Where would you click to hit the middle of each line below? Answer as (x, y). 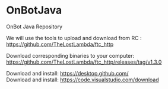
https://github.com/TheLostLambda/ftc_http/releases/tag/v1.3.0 (84, 62)
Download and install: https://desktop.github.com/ (67, 73)
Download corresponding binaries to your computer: (70, 55)
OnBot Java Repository (34, 27)
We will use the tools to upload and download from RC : (74, 38)
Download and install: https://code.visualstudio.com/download (83, 80)
